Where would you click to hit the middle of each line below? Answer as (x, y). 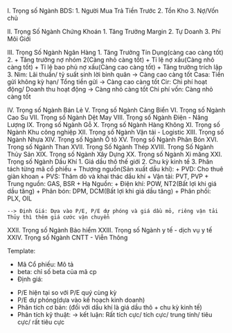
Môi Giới (19, 39)
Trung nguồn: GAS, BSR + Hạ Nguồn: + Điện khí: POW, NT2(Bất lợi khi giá (112, 183)
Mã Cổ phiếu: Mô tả (45, 264)
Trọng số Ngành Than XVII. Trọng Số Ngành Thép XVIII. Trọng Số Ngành (110, 147)
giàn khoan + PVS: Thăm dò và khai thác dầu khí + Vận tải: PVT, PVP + (108, 176)
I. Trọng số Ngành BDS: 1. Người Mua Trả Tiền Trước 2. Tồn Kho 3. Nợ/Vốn (113, 11)
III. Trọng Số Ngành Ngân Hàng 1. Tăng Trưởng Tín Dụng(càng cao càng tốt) (115, 52)
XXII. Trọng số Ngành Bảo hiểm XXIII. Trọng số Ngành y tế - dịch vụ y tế (110, 230)
